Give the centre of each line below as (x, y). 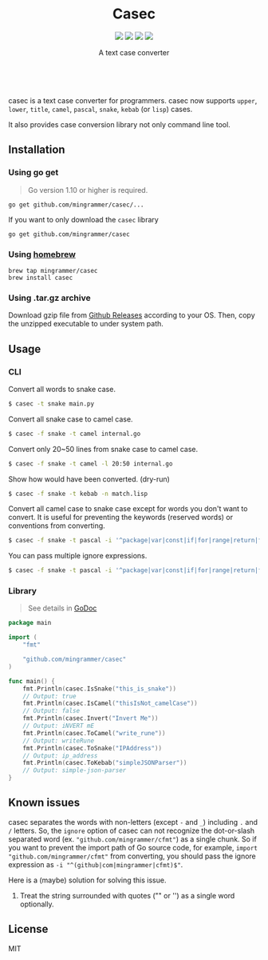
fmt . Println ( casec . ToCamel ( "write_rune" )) (94, 733)
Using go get (33, 173)
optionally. (37, 904)
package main (30, 623)
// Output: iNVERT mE (58, 726)
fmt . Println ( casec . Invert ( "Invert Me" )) (91, 718)
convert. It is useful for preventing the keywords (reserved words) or (121, 518)
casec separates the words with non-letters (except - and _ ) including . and (133, 822)
